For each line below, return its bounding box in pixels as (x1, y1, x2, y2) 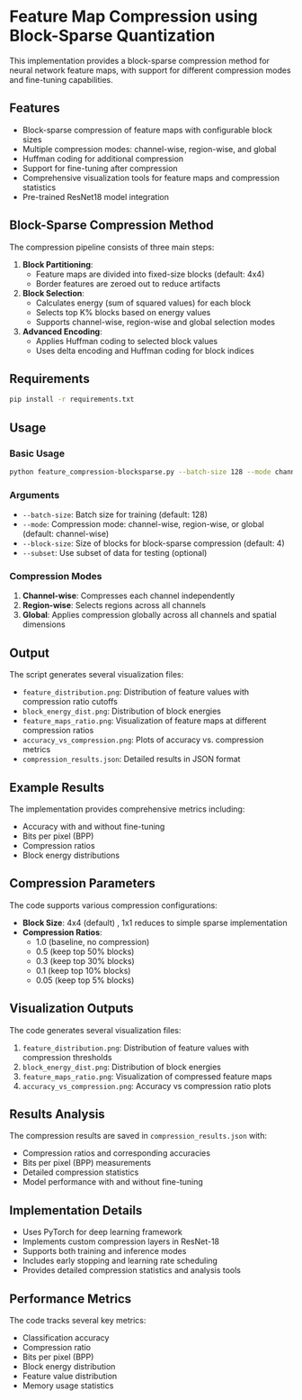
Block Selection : (22, 287, 85, 298)
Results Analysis (9, 1106, 105, 1123)
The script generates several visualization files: (9, 669, 184, 680)
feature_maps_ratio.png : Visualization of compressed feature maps (22, 1070, 272, 1082)
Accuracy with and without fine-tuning (22, 822, 165, 832)
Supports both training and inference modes (22, 1246, 187, 1257)
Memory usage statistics (22, 1380, 114, 1391)
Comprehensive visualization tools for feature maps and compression (22, 172, 280, 183)
